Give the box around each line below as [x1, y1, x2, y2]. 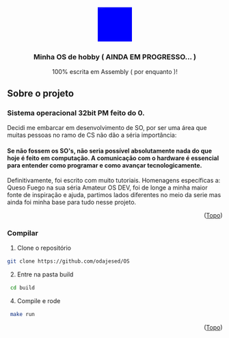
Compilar [7, 229, 39, 238]
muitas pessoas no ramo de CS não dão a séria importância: [7, 131, 177, 139]
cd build [10, 285, 36, 291]
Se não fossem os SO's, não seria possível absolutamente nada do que [7, 146, 213, 155]
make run [10, 311, 36, 318]
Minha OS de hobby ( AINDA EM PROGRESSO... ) [33, 52, 197, 62]
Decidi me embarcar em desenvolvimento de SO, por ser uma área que [7, 123, 207, 131]
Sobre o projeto [7, 88, 74, 99]
